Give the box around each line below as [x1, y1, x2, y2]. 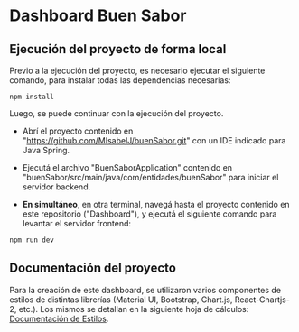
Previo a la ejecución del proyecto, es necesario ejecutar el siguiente [9, 65, 266, 76]
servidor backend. [22, 181, 91, 192]
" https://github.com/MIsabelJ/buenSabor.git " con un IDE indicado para [22, 135, 286, 145]
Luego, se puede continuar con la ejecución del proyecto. [9, 108, 224, 118]
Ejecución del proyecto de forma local [9, 41, 227, 57]
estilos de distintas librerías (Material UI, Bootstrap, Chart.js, [9, 294, 233, 305]
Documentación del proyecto [9, 261, 176, 276]
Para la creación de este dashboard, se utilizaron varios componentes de [9, 284, 282, 295]
